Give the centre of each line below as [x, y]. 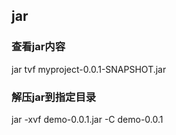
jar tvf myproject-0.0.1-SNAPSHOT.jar [89, 69]
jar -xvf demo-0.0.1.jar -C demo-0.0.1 [87, 119]
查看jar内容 [38, 47]
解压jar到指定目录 [54, 97]
